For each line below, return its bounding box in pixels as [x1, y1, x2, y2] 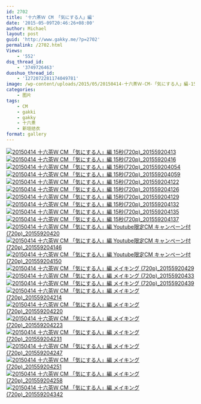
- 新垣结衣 [17, 126, 41, 132]
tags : [6, 98, 20, 104]
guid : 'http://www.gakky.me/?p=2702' [6, 37, 100, 42]
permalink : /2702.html [6, 42, 63, 48]
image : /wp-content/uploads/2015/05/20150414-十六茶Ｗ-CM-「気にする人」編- [6, 81, 191, 87]
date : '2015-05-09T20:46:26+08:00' [6, 20, 95, 26]
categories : [6, 87, 36, 93]
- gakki [17, 109, 36, 115]
